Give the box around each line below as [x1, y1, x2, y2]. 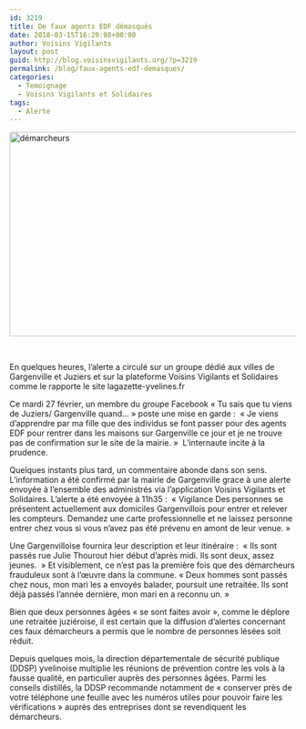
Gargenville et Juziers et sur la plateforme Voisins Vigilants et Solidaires [9, 371, 280, 383]
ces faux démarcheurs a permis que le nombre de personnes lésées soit [9, 626, 281, 637]
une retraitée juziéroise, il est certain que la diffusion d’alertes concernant [9, 616, 286, 627]
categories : [9, 73, 55, 82]
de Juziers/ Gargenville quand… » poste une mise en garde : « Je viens [9, 408, 280, 419]
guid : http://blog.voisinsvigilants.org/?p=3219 [9, 56, 198, 65]
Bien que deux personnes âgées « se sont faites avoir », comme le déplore [9, 607, 290, 618]
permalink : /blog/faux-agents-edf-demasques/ [9, 65, 185, 74]
